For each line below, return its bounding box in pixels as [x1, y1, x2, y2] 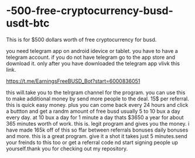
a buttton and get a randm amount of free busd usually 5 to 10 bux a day [6, 107, 180, 115]
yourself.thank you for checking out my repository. [6, 145, 128, 152]
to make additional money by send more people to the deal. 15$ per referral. [6, 95, 189, 102]
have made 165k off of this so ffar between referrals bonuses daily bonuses [6, 126, 189, 133]
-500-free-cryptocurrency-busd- [6, 4, 174, 18]
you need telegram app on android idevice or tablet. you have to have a [6, 47, 179, 54]
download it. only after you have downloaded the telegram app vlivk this [6, 60, 180, 67]
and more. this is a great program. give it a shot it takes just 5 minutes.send [6, 132, 187, 139]
